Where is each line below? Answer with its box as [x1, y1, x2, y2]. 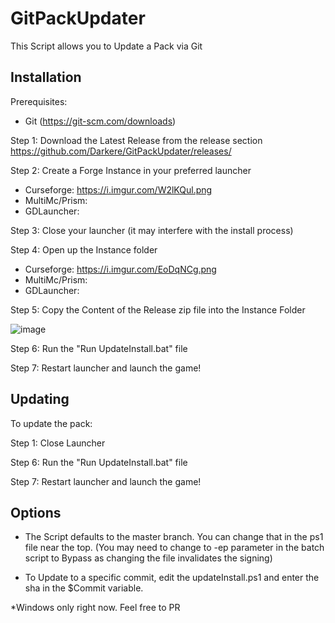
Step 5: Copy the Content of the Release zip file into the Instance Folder [10, 303, 306, 316]
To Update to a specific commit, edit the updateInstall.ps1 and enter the [24, 572, 320, 584]
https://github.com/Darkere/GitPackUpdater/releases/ [10, 145, 232, 157]
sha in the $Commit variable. [24, 582, 144, 594]
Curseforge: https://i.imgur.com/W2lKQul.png [24, 183, 213, 196]
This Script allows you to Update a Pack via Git [10, 40, 203, 52]
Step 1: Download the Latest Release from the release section [10, 134, 263, 146]
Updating [10, 391, 70, 408]
